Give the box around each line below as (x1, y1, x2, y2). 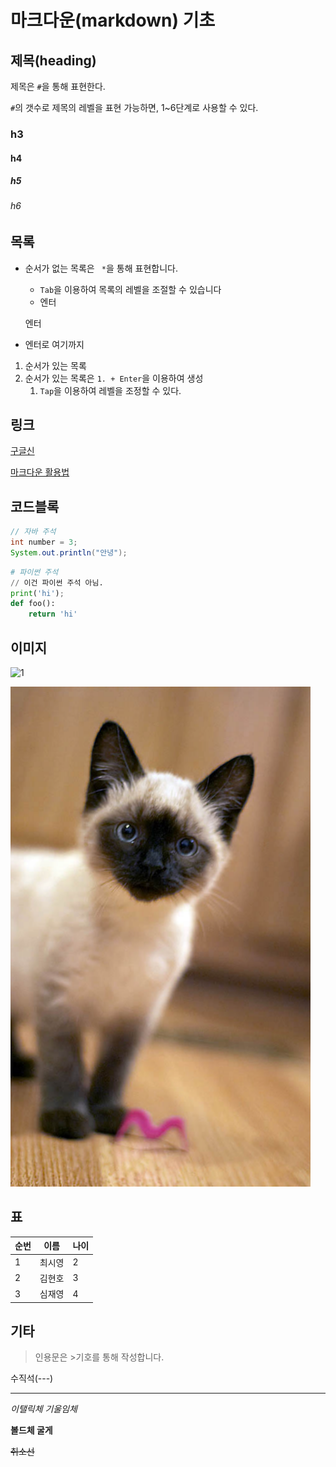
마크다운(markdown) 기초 (10, 9, 216, 32)
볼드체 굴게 (10, 1424, 53, 1436)
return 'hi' (28, 609, 78, 620)
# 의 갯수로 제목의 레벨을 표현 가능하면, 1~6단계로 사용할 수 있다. (10, 102, 259, 113)
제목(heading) (10, 52, 97, 69)
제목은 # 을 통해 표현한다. (10, 81, 106, 92)
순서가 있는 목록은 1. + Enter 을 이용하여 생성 (24, 372, 204, 384)
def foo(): (10, 599, 56, 609)
